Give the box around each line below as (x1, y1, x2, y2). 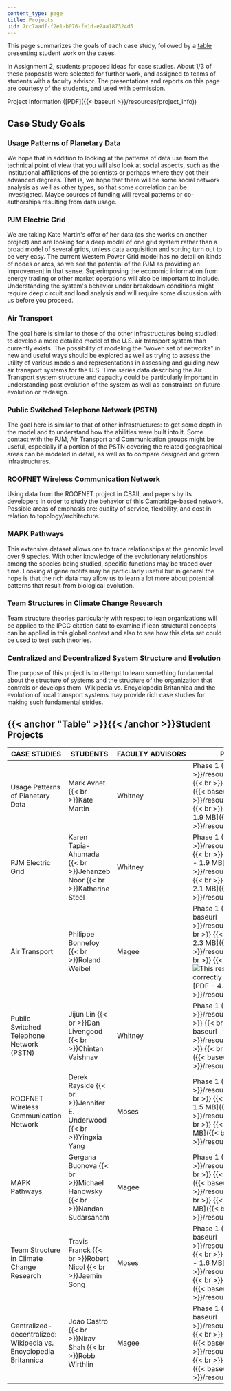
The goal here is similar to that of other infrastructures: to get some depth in (7, 421, 222, 429)
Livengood (68, 1026, 103, 1036)
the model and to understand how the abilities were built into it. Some (7, 427, 204, 436)
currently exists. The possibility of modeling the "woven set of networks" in (7, 343, 221, 352)
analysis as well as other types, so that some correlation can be (7, 183, 188, 191)
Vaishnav (68, 1052, 98, 1062)
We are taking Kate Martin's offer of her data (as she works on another (7, 231, 208, 239)
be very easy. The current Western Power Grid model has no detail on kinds (7, 253, 222, 261)
